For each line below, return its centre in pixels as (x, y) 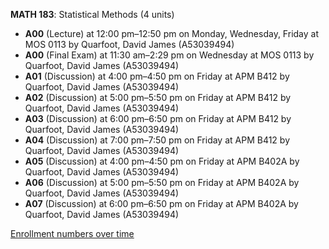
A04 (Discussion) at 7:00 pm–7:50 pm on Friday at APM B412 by (157, 140)
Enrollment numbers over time (72, 233)
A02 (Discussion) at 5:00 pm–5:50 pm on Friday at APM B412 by (158, 97)
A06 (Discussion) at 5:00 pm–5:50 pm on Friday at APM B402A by (162, 182)
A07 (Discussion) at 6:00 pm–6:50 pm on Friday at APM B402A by (161, 203)
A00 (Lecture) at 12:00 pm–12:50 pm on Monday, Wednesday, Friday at (171, 33)
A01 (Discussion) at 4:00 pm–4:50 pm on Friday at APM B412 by (157, 76)
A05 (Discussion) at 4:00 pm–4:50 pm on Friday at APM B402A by (162, 161)
